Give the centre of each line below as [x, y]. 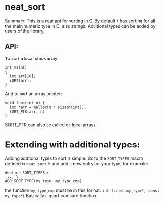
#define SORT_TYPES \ [27, 173]
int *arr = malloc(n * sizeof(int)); [48, 107]
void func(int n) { [25, 103]
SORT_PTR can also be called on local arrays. [51, 125]
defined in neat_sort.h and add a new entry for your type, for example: [77, 163]
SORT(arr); [21, 80]
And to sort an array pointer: [34, 94]
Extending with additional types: [72, 145]
